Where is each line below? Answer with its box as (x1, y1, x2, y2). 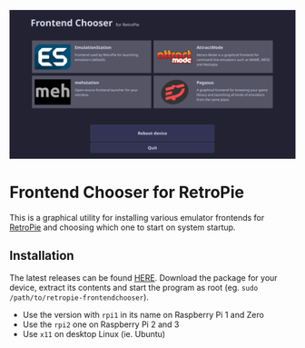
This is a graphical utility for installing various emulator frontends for (9, 212, 265, 223)
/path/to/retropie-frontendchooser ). (9, 292, 150, 303)
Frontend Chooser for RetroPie (9, 183, 245, 203)
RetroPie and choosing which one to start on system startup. (9, 222, 236, 233)
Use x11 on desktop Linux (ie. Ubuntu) (22, 328, 166, 339)
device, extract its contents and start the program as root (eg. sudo (9, 282, 259, 293)
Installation (9, 248, 74, 263)
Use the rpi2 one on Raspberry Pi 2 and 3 (22, 319, 180, 330)
